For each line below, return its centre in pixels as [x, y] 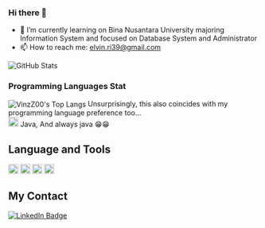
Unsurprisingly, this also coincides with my [158, 103]
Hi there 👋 [28, 13]
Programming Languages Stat [67, 87]
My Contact [38, 197]
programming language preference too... [75, 113]
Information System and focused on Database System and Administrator [138, 38]
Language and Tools [60, 149]
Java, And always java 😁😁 [64, 124]
